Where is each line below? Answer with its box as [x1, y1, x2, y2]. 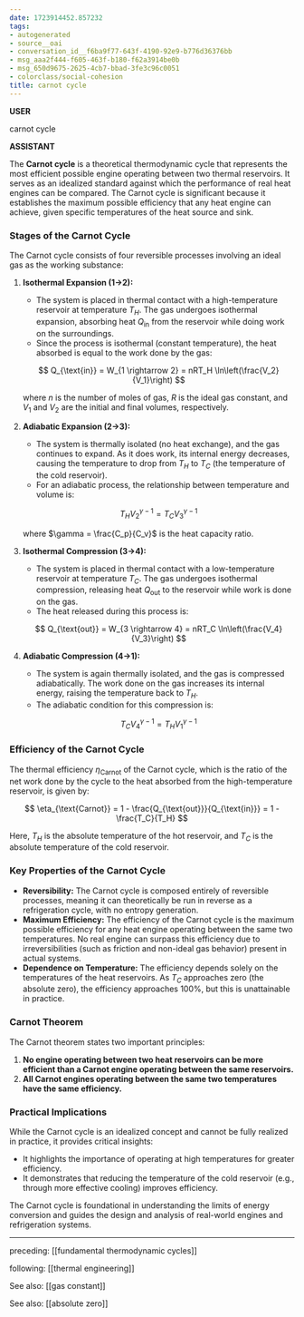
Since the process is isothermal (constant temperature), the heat [35, 337, 278, 348]
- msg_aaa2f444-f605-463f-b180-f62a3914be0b [9, 55, 180, 64]
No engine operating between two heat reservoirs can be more [22, 1054, 264, 1065]
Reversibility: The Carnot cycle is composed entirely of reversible [22, 885, 270, 896]
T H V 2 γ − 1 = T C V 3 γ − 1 [119, 507, 198, 522]
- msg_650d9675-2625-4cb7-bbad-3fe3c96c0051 [9, 64, 180, 73]
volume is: [35, 489, 75, 500]
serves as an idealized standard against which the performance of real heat [9, 178, 291, 189]
